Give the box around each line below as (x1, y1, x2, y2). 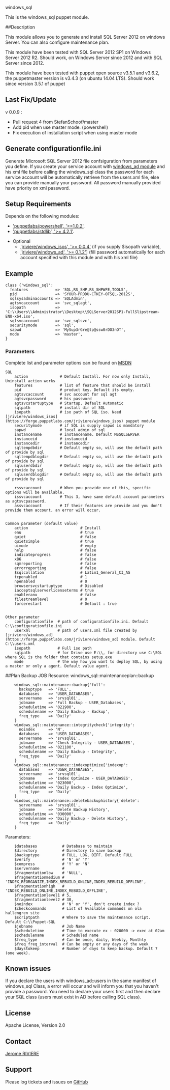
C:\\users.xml (5, 641, 36, 646)
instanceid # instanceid (14, 436, 87, 441)
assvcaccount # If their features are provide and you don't (14, 503, 162, 508)
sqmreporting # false (14, 561, 96, 566)
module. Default (121, 636, 156, 642)
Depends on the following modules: (5, 213, 80, 219)
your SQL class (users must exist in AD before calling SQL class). (5, 994, 141, 1000)
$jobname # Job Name (14, 924, 85, 929)
